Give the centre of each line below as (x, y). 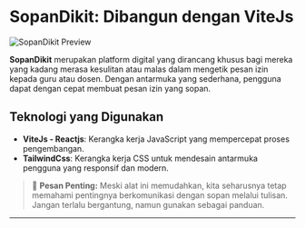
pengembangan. (53, 148)
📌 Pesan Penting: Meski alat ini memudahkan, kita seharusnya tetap (159, 185)
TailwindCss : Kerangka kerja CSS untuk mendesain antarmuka (140, 158)
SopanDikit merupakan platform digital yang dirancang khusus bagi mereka (151, 59)
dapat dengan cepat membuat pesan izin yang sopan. (110, 88)
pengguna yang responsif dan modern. (96, 168)
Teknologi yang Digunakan (87, 117)
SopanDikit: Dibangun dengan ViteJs (152, 17)
